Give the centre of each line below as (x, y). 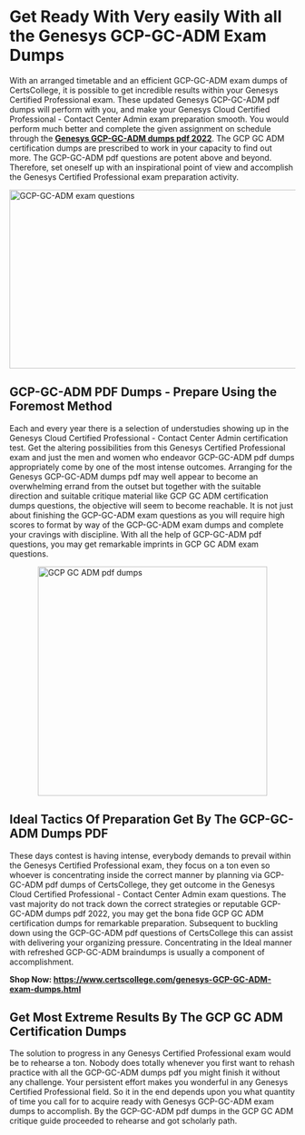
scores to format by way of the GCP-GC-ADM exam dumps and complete (147, 525)
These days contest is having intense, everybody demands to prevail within (150, 855)
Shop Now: (31, 979)
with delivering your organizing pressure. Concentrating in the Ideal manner (151, 943)
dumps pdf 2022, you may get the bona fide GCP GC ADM (154, 913)
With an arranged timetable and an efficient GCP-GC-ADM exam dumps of (148, 80)
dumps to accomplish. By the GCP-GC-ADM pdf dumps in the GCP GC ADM (152, 1111)
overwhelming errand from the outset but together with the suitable (135, 486)
